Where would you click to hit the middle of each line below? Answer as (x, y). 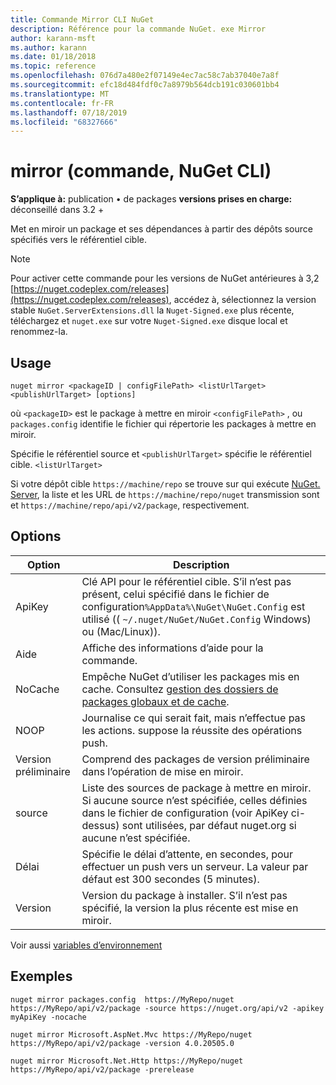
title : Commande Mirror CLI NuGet (82, 19)
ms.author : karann (48, 47)
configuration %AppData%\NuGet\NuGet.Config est (193, 606)
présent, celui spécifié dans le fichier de (175, 594)
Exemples (41, 976)
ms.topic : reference (53, 66)
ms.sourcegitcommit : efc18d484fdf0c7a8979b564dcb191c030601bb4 (145, 85)
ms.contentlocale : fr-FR (62, 103)
